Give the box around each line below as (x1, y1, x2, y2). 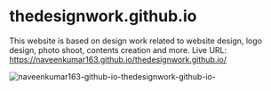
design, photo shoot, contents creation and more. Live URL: (9, 44, 227, 55)
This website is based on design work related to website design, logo (9, 35, 262, 46)
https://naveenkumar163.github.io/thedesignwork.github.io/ (9, 54, 227, 64)
